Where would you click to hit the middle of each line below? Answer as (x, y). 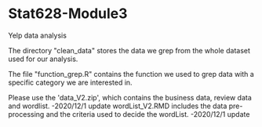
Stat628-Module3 (68, 14)
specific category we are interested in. (70, 82)
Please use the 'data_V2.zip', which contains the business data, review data (130, 97)
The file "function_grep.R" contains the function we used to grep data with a (131, 74)
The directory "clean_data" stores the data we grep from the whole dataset (129, 50)
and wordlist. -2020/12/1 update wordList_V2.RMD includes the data (118, 106)
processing (26, 114)
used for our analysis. (43, 59)
